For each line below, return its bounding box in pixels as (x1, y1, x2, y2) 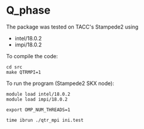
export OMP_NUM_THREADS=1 (6, 106, 70, 113)
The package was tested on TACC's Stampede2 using (6, 23, 139, 30)
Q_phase (6, 4, 51, 17)
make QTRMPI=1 (6, 69, 42, 75)
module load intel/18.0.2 (6, 91, 70, 97)
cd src (6, 64, 23, 70)
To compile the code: (6, 52, 58, 59)
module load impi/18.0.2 (6, 96, 68, 102)
